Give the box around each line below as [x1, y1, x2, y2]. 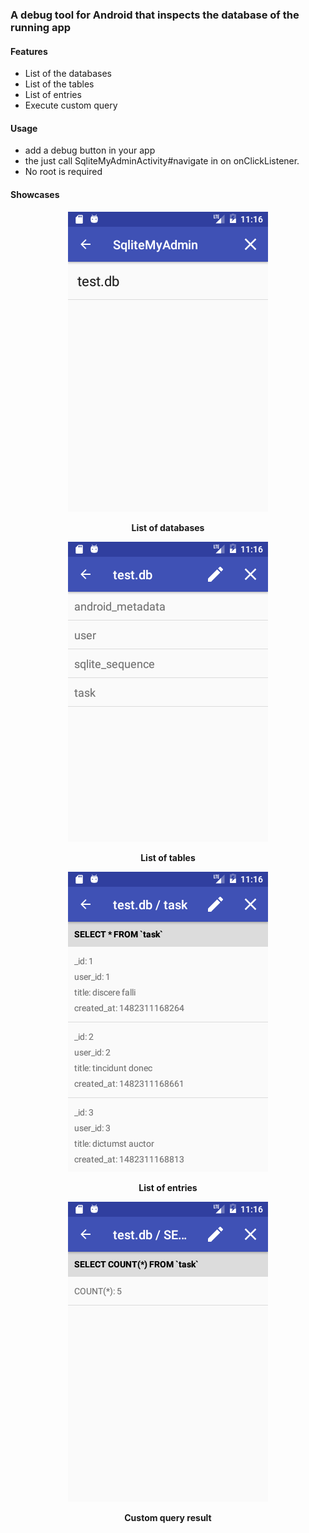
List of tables [140, 851, 196, 863]
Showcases [10, 188, 60, 200]
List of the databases [24, 68, 112, 80]
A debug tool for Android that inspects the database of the [10, 8, 300, 22]
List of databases [131, 521, 205, 533]
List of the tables [24, 78, 95, 90]
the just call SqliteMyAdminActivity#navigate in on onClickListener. [24, 155, 300, 167]
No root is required [24, 166, 103, 178]
